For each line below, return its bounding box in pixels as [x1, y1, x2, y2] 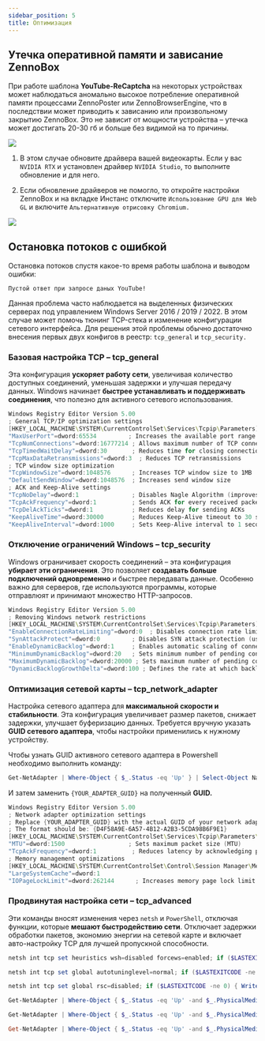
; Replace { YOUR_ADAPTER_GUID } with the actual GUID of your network [8, 818, 242, 826]
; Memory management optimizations [8, 855, 125, 862]
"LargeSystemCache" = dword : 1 [8, 870, 101, 878]
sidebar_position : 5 [8, 11, 77, 20]
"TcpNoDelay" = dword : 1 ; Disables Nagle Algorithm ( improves [8, 491, 259, 499]
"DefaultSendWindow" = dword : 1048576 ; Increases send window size [8, 476, 231, 484]
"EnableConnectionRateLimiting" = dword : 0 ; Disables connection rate [8, 628, 242, 636]
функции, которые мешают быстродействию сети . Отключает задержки [8, 922, 256, 931]
